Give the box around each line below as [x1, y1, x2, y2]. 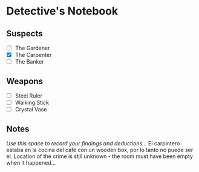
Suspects [6, 28, 43, 39]
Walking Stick [15, 99, 50, 107]
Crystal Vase [15, 106, 47, 113]
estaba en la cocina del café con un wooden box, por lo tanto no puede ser [6, 147, 194, 153]
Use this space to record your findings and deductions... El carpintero [6, 140, 180, 147]
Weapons [6, 76, 44, 86]
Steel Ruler [15, 92, 42, 99]
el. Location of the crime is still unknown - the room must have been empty [6, 153, 194, 160]
